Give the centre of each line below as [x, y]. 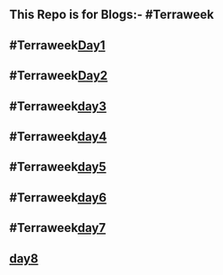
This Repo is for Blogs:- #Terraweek [112, 15]
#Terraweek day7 [57, 228]
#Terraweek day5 [58, 167]
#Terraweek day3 [58, 106]
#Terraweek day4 [58, 137]
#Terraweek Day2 [59, 76]
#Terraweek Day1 [57, 45]
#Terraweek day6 [58, 198]
